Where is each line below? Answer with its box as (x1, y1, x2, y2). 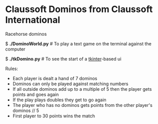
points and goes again (12, 91, 59, 97)
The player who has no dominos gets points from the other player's (12, 102, 153, 108)
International (5, 14, 61, 26)
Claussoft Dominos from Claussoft (5, 4, 153, 15)
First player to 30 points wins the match (12, 112, 95, 119)
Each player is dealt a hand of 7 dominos (12, 75, 97, 81)
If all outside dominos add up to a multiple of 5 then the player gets (12, 86, 152, 92)
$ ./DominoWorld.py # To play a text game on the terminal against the (5, 40, 151, 46)
